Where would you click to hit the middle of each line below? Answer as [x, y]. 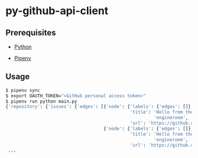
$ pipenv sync [23, 90]
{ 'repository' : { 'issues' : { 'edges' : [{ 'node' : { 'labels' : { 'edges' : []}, [100, 107]
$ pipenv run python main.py [41, 101]
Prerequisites [31, 33]
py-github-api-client [57, 11]
